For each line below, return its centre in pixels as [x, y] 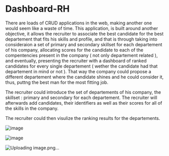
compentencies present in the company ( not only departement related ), [81, 55]
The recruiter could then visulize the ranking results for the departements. [83, 118]
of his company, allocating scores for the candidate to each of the [74, 50]
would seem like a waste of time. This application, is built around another [82, 28]
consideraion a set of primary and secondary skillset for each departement [84, 44]
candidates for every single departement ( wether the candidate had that [81, 66]
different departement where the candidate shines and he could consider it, [84, 77]
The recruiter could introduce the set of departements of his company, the [83, 92]
